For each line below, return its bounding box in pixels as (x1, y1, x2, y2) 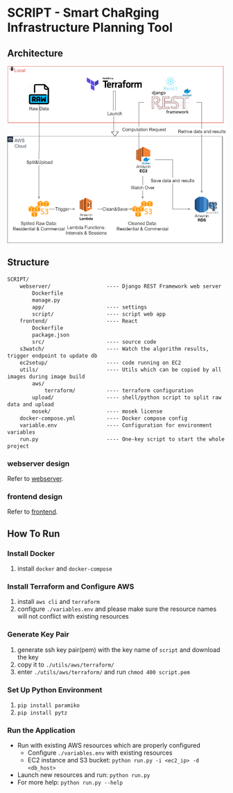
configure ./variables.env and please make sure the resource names (17, 605, 217, 613)
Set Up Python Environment (7, 685, 103, 694)
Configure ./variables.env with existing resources (27, 749, 173, 757)
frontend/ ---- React (19, 318, 138, 325)
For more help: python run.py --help (17, 778, 123, 787)
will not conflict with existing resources (17, 612, 130, 621)
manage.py (32, 297, 60, 304)
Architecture (7, 47, 64, 59)
